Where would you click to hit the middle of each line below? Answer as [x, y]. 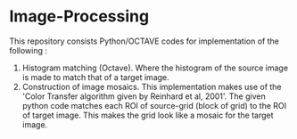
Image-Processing [79, 16]
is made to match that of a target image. [95, 77]
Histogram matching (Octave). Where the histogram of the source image [155, 68]
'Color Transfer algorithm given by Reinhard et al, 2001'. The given [144, 96]
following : [28, 50]
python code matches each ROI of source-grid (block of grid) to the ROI [154, 105]
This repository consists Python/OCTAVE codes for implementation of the [144, 41]
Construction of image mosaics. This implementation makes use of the [152, 86]
